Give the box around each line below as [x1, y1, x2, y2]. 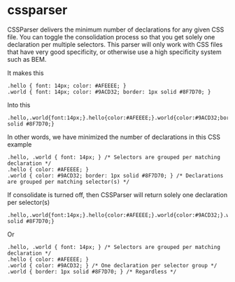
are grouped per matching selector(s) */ [7, 178, 130, 185]
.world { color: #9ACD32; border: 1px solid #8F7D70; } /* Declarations [7, 172, 224, 179]
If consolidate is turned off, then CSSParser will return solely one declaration [7, 190, 228, 199]
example [7, 140, 32, 149]
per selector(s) [7, 198, 50, 206]
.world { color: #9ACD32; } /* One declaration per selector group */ [7, 262, 218, 269]
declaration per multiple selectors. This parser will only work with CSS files [7, 40, 223, 48]
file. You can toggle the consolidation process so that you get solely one [7, 32, 215, 41]
